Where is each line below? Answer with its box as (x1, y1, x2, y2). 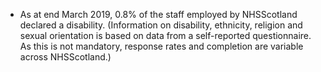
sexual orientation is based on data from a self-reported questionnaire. (19, 30, 312, 41)
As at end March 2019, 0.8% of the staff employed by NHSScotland (19, 9, 298, 20)
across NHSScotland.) (19, 51, 112, 63)
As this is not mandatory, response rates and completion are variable (19, 40, 304, 52)
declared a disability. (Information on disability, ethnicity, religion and (19, 19, 303, 31)
